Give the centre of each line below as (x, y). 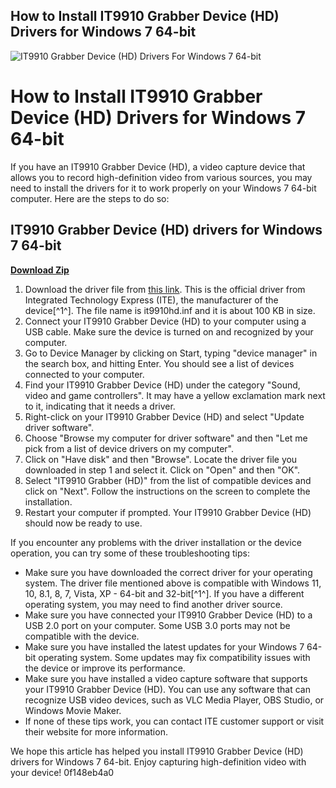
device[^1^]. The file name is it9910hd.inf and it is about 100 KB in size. (170, 310)
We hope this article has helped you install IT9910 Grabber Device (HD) (157, 751)
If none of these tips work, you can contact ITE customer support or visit (174, 721)
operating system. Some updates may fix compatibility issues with (174, 657)
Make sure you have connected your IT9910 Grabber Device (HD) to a (168, 615)
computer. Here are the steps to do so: (90, 198)
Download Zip (40, 270)
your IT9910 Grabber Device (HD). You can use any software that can (168, 689)
